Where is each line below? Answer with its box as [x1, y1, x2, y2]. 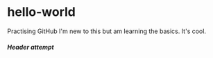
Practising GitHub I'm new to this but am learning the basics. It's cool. [7, 27, 207, 35]
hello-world [7, 4, 76, 20]
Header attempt [7, 43, 54, 51]
